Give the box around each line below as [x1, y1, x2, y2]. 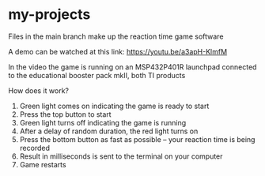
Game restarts [19, 159, 66, 169]
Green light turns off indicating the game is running [19, 118, 187, 127]
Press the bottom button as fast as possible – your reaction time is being [19, 134, 256, 144]
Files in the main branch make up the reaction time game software [8, 32, 224, 41]
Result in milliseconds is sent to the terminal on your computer [19, 152, 223, 161]
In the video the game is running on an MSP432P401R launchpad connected [8, 62, 257, 72]
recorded [19, 143, 50, 152]
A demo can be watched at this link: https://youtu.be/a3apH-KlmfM [8, 47, 228, 56]
